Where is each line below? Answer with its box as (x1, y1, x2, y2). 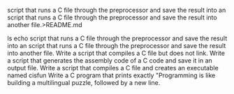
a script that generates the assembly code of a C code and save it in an (7, 56, 213, 65)
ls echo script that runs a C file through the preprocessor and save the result (7, 34, 228, 42)
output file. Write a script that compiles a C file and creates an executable (7, 64, 219, 72)
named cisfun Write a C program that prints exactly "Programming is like (7, 71, 216, 79)
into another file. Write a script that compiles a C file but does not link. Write (7, 49, 226, 57)
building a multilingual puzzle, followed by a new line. (7, 79, 161, 86)
